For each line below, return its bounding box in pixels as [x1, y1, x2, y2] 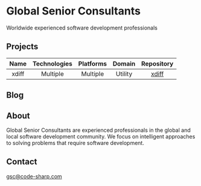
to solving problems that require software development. [6, 139, 145, 146]
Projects [6, 42, 39, 52]
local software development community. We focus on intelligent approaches [6, 132, 196, 140]
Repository [141, 59, 174, 67]
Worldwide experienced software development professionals [6, 24, 158, 31]
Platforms [78, 59, 107, 67]
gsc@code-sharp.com [6, 173, 62, 180]
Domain [112, 59, 136, 67]
